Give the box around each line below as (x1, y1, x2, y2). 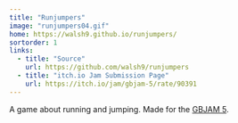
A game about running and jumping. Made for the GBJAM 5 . (9, 103, 229, 114)
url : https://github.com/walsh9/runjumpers (25, 63, 190, 72)
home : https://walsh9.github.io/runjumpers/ (9, 29, 177, 38)
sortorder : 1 (9, 37, 58, 47)
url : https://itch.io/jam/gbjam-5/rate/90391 (25, 79, 198, 88)
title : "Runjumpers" (9, 12, 86, 22)
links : (9, 46, 34, 55)
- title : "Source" (17, 54, 86, 63)
